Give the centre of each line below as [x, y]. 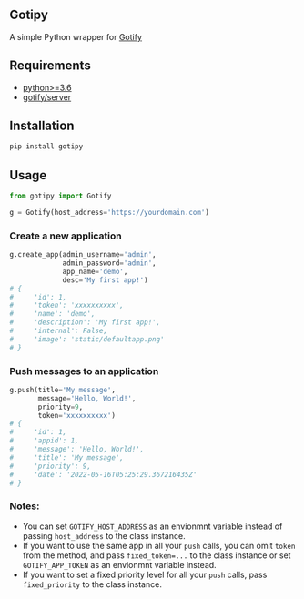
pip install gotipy [46, 147]
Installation [42, 126]
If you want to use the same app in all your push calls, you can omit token [159, 545]
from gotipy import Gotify [61, 196]
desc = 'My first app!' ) [105, 280]
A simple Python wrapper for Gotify [76, 36]
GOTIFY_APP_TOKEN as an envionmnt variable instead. [119, 564]
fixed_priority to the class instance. [92, 584]
